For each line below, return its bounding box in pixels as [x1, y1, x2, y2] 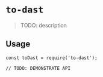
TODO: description [20, 21, 67, 29]
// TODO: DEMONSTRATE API [5, 65, 70, 71]
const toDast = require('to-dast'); [5, 55, 98, 61]
